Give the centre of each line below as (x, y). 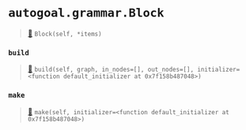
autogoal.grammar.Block (86, 13)
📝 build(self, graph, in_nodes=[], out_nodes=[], (111, 69)
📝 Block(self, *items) (64, 33)
